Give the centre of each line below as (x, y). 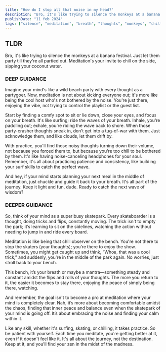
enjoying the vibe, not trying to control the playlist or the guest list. (73, 106)
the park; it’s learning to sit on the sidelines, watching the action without (78, 227)
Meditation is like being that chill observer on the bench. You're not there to (82, 241)
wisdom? (14, 192)
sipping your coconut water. (34, 66)
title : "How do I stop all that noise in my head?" (59, 10)
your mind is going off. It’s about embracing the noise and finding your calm (82, 313)
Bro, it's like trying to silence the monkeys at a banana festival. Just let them (83, 56)
